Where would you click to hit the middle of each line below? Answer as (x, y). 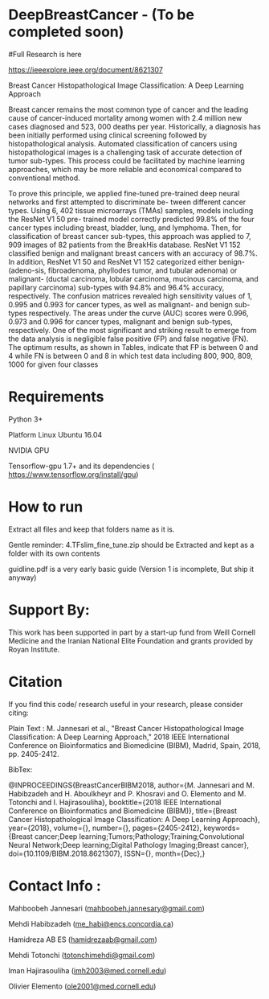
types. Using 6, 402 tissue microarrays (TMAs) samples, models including (131, 210)
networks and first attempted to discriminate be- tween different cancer (127, 202)
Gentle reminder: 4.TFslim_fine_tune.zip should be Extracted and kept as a (131, 545)
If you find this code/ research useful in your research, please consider (126, 704)
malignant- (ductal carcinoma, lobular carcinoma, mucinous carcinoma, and (133, 278)
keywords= (222, 828)
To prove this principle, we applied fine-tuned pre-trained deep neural (124, 193)
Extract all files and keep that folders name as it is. (92, 529)
